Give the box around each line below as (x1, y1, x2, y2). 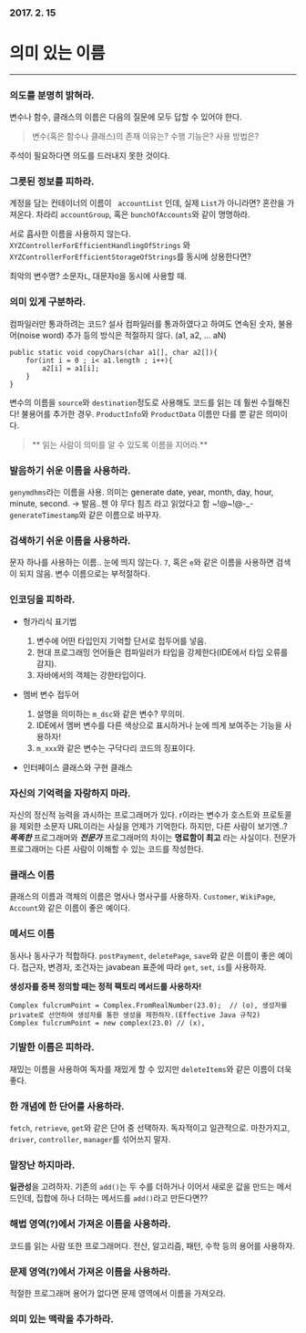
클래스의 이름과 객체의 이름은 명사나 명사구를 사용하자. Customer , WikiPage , (9, 891, 276, 902)
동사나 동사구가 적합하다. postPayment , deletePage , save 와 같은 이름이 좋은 (9, 950, 276, 961)
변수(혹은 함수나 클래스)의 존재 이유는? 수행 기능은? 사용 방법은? (31, 130, 260, 142)
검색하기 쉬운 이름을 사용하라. (9, 534, 131, 547)
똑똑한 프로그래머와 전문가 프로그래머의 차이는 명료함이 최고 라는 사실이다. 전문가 (9, 832, 296, 843)
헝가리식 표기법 (22, 616, 77, 627)
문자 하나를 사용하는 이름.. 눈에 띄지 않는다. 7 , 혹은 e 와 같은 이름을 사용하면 (9, 557, 275, 568)
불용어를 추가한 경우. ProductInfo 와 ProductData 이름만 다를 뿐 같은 (21, 408, 264, 419)
